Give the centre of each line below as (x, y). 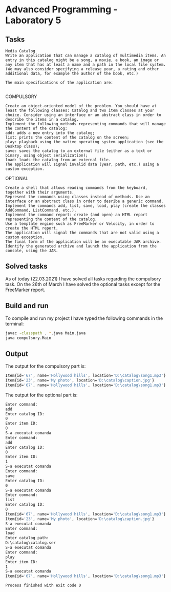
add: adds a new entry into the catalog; (50, 133)
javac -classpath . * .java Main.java (46, 333)
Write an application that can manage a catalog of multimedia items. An (86, 55)
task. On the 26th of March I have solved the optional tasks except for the (83, 284)
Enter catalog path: (27, 538)
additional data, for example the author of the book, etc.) (72, 73)
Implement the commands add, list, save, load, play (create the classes (86, 206)
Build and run (27, 306)
